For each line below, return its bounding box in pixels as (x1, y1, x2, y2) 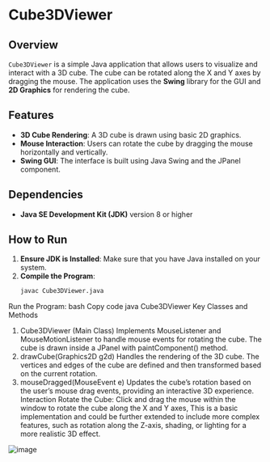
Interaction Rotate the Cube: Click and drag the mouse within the (19, 395, 236, 405)
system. (19, 263, 47, 273)
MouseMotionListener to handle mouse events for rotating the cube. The (19, 334, 263, 345)
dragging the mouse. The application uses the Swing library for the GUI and (8, 77, 261, 86)
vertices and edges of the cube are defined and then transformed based (19, 360, 262, 370)
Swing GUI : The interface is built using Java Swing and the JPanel (19, 155, 241, 165)
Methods (8, 310, 39, 320)
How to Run (8, 233, 68, 247)
